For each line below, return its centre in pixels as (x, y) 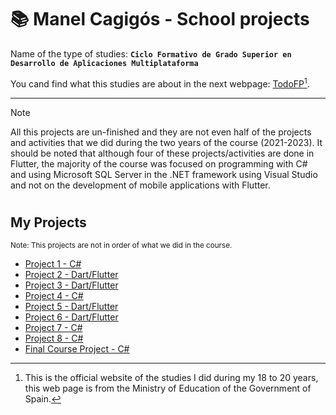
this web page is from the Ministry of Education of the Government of (168, 388)
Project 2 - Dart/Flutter (71, 275)
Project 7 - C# (53, 328)
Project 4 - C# (54, 296)
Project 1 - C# (53, 264)
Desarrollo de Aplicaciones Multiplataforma (104, 63)
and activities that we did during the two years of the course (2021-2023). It (166, 142)
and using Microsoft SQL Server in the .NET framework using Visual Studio (164, 174)
